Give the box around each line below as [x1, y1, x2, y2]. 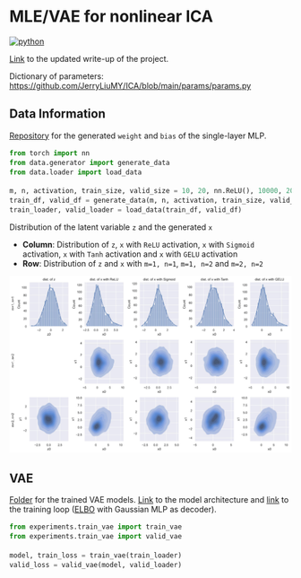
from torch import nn [9, 148, 90, 158]
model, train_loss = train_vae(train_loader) [9, 550, 182, 560]
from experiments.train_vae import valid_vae [9, 532, 182, 541]
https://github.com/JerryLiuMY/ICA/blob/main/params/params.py [9, 80, 252, 91]
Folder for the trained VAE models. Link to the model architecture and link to [9, 495, 289, 505]
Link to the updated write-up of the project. [9, 53, 169, 64]
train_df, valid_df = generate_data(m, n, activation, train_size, [9, 196, 267, 206]
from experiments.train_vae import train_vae [9, 522, 182, 531]
